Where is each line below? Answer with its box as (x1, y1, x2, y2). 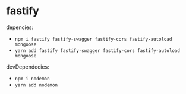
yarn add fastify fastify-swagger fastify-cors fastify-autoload (14, 47, 180, 54)
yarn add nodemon (14, 82, 58, 88)
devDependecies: (6, 63, 49, 70)
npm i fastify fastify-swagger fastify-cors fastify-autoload (14, 36, 172, 42)
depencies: (6, 24, 34, 31)
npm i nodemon (14, 76, 50, 82)
